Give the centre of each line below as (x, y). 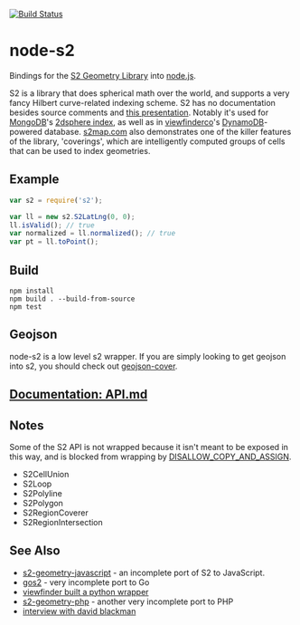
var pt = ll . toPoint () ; (54, 242)
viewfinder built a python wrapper (85, 591)
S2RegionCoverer (55, 513)
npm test (26, 307)
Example (34, 180)
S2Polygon (42, 503)
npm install (32, 291)
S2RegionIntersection (63, 522)
